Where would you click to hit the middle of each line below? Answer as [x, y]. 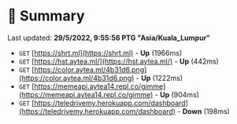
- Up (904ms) [177, 94]
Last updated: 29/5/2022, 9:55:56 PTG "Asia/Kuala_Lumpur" [109, 38]
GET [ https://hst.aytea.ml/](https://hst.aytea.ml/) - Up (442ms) [119, 61]
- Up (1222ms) [159, 78]
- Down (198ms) [204, 111]
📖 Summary [46, 16]
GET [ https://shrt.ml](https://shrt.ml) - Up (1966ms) [100, 53]
